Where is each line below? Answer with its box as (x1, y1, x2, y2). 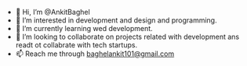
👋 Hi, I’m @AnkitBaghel (15, 8, 90, 16)
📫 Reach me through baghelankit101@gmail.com (15, 49, 175, 58)
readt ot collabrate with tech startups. (15, 40, 138, 50)
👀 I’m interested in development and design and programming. (15, 16, 217, 25)
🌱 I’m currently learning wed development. (15, 24, 153, 33)
